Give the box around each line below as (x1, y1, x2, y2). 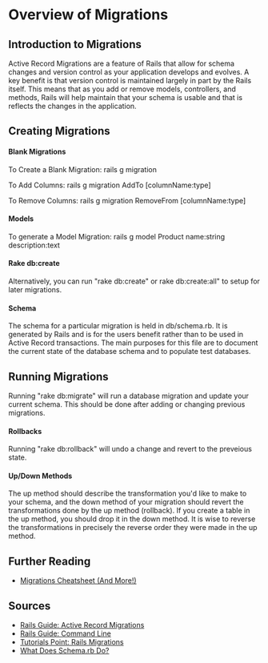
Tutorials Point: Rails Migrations (19, 637, 124, 647)
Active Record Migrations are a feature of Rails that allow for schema (8, 58, 234, 68)
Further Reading (8, 554, 91, 568)
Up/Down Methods (8, 471, 73, 480)
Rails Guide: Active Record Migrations (19, 621, 145, 630)
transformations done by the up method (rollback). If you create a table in (8, 506, 250, 516)
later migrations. (8, 285, 62, 294)
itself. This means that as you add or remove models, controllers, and (8, 84, 236, 94)
